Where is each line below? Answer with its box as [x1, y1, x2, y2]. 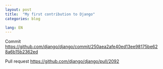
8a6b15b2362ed [5, 49, 38, 55]
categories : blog [5, 16, 41, 21]
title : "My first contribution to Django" [5, 12, 95, 17]
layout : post [5, 7, 32, 12]
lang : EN [5, 25, 23, 30]
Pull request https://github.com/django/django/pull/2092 [5, 58, 119, 64]
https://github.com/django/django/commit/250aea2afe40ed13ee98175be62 [5, 44, 158, 49]
